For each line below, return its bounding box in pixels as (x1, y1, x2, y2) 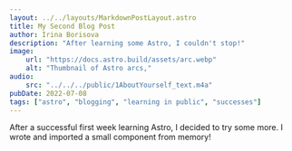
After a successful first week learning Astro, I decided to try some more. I (9, 122, 284, 133)
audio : (9, 72, 34, 81)
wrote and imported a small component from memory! (9, 132, 211, 143)
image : (9, 47, 34, 56)
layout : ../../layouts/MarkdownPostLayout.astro (9, 13, 197, 23)
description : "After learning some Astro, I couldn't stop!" (9, 38, 246, 48)
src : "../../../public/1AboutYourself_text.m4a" (25, 80, 213, 90)
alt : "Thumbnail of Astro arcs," (25, 64, 152, 73)
